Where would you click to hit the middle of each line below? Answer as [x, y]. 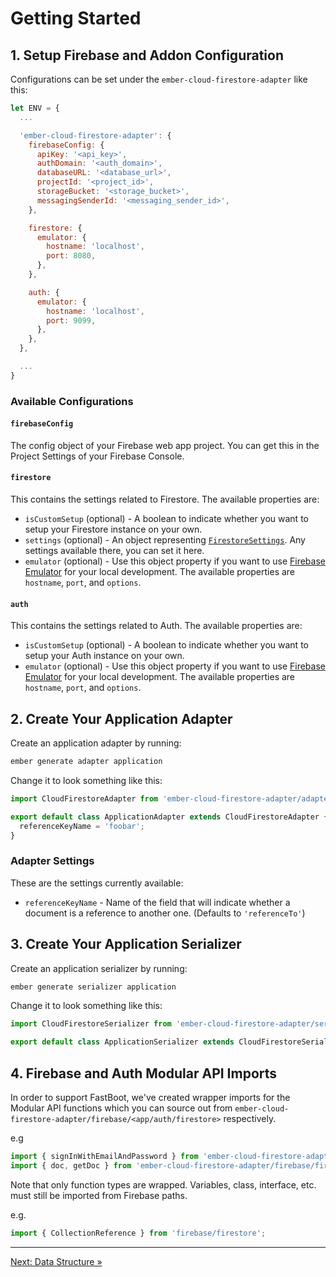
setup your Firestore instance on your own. [113, 529]
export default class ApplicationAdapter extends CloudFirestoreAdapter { [169, 817]
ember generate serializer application [93, 987]
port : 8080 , [71, 256]
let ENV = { [35, 108]
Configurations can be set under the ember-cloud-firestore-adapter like [159, 79]
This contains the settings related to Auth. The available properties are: [156, 626]
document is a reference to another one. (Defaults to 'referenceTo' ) [165, 913]
